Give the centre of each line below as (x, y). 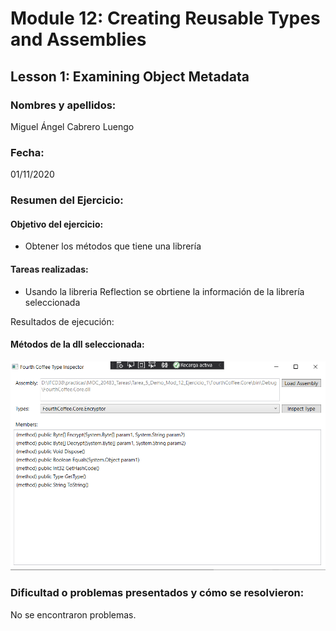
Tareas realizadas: (49, 269)
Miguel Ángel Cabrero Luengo (72, 126)
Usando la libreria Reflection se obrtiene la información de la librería (164, 291)
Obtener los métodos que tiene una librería (113, 246)
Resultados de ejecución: (62, 321)
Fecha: (27, 152)
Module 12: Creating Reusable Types (165, 18)
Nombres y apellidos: (63, 105)
